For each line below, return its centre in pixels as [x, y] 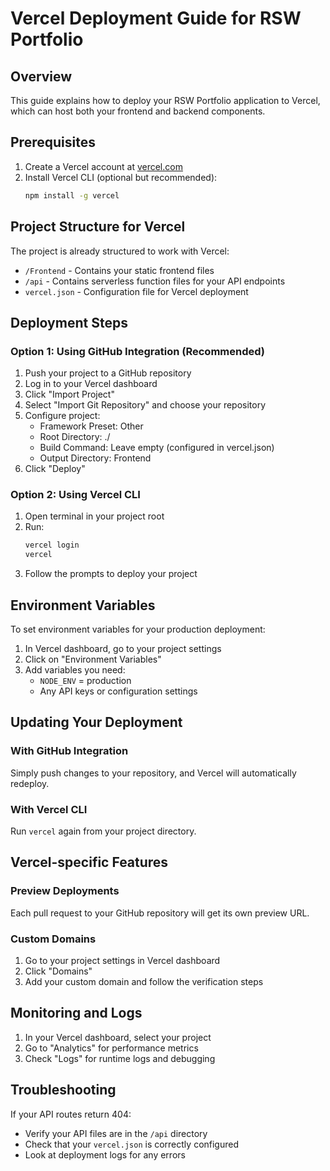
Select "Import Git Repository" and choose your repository [145, 405]
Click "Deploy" [55, 469]
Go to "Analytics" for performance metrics [111, 1048]
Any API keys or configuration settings [118, 691]
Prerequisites [53, 142]
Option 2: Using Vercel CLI [75, 495]
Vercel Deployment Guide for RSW [156, 18]
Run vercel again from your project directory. [103, 831]
